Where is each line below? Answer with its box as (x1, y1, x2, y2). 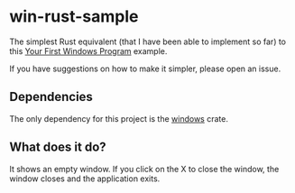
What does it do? (9, 140, 106, 155)
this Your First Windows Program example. (9, 45, 168, 56)
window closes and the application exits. (9, 173, 161, 184)
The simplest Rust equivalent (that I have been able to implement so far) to (9, 36, 287, 47)
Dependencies (9, 89, 93, 105)
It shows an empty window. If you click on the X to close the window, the (9, 163, 280, 174)
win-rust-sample (9, 6, 139, 27)
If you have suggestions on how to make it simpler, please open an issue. (9, 63, 281, 74)
